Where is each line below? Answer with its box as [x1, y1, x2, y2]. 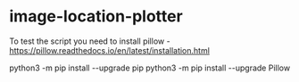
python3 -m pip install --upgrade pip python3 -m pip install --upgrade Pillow [9, 62, 291, 73]
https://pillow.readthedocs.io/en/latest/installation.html [9, 45, 210, 55]
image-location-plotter [9, 6, 183, 27]
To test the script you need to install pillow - [9, 36, 171, 46]
